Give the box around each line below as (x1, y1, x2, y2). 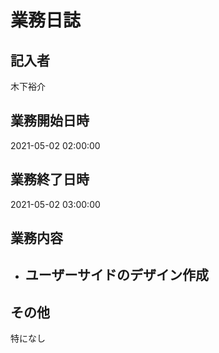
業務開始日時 (10, 112, 90, 130)
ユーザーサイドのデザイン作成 (24, 267, 209, 284)
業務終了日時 (10, 171, 90, 188)
